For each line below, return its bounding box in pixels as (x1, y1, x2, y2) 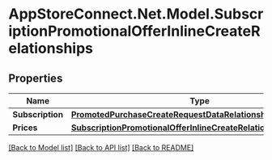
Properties (8, 71, 63, 85)
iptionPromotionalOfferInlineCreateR (8, 22, 261, 40)
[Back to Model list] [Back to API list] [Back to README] (8, 143, 194, 152)
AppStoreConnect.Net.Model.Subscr (8, 5, 264, 23)
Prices (12, 122, 38, 133)
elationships (8, 40, 94, 57)
